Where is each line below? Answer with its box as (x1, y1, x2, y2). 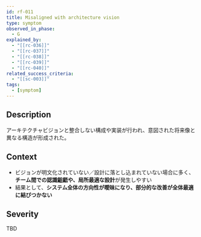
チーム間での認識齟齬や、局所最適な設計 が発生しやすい (14, 176, 152, 183)
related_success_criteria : (6, 71, 74, 77)
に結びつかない (14, 191, 52, 198)
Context (6, 152, 37, 162)
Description (6, 110, 51, 120)
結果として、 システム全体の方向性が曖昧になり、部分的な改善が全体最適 (14, 183, 194, 191)
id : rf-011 (6, 8, 34, 15)
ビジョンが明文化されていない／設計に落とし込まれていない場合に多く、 (14, 168, 194, 175)
